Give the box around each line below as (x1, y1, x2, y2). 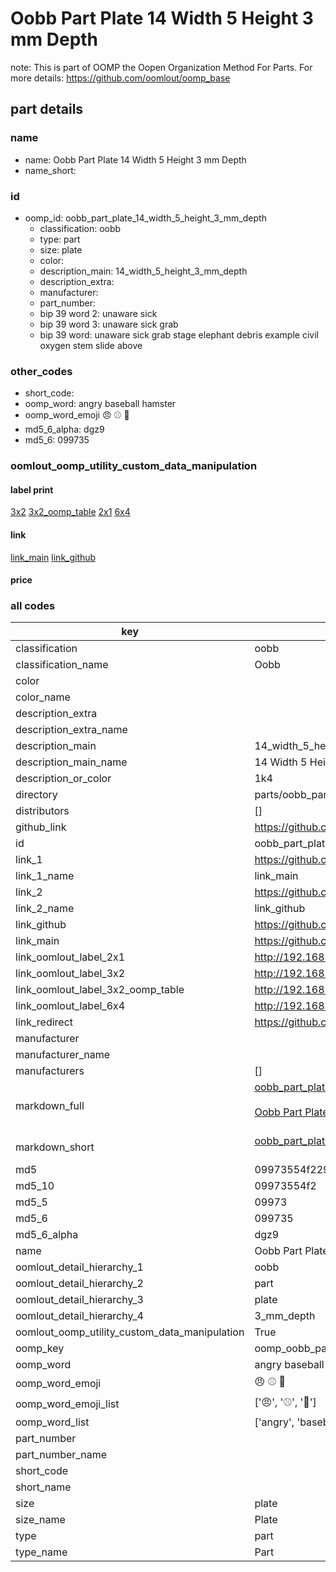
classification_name (15, 658, 109, 672)
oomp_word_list (15, 1415, 90, 1429)
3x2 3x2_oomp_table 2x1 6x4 (10, 506, 131, 518)
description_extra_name (15, 723, 128, 737)
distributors (15, 804, 70, 818)
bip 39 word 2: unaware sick (39, 307, 158, 319)
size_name (15, 1513, 66, 1527)
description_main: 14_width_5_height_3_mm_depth (39, 265, 248, 277)
